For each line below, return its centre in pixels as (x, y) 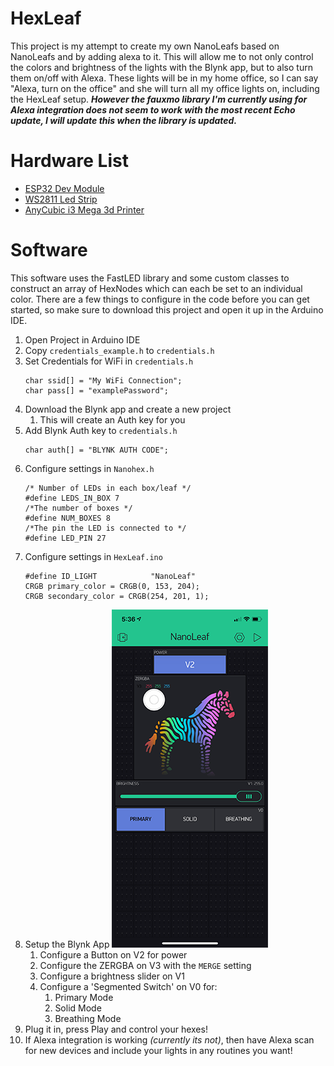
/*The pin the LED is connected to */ (105, 528)
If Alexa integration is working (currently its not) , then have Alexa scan (169, 1039)
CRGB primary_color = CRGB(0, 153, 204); (112, 586)
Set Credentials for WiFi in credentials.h (109, 361)
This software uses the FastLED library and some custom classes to (150, 278)
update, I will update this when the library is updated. (124, 120)
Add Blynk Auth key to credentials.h (101, 430)
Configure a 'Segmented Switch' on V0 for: (128, 986)
